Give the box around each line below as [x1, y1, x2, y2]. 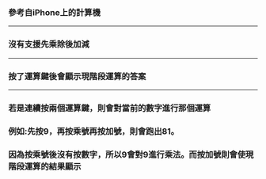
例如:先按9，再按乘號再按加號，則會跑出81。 [8, 125, 180, 136]
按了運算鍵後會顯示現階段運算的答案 [8, 70, 146, 82]
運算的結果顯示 [24, 161, 82, 172]
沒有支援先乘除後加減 [8, 39, 89, 50]
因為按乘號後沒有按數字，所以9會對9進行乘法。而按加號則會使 [8, 149, 246, 160]
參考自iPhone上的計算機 [8, 6, 101, 17]
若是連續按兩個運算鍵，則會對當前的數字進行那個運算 [8, 102, 211, 113]
